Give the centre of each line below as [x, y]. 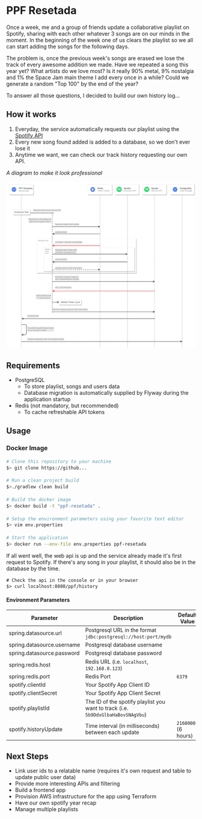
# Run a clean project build [43, 480]
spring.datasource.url [35, 633]
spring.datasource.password [44, 653]
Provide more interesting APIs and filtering [67, 784]
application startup [47, 400]
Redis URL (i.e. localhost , [117, 661]
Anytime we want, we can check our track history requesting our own [101, 155]
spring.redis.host [30, 665]
